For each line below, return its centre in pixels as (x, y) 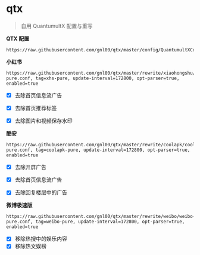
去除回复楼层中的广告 (41, 192)
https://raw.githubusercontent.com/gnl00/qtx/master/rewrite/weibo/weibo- (101, 217)
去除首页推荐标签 (36, 108)
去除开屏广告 (30, 167)
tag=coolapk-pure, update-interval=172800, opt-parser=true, (113, 150)
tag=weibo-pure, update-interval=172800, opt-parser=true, (110, 222)
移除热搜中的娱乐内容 (41, 239)
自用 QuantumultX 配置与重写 (57, 26)
